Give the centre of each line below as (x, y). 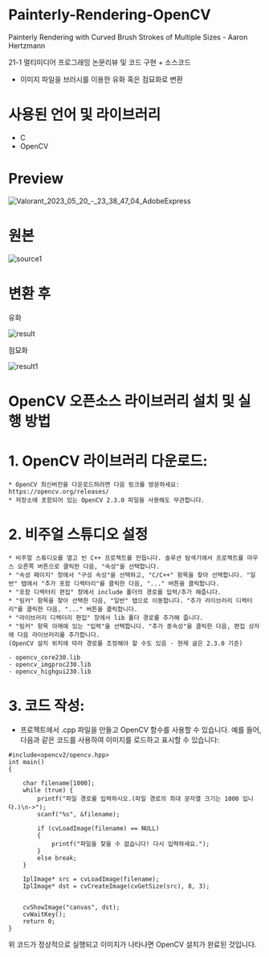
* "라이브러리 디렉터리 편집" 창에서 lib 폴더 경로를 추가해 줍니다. (106, 618)
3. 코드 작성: (47, 706)
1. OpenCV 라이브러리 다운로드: (108, 461)
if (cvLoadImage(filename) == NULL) (98, 828)
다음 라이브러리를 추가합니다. (59, 635)
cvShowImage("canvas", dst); (71, 907)
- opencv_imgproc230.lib (50, 664)
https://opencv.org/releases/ (59, 491)
